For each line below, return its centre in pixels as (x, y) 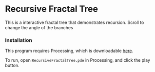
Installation (19, 40)
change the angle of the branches (39, 27)
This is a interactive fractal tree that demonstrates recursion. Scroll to (75, 22)
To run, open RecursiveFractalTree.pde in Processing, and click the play (77, 60)
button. (12, 65)
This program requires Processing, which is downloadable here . (69, 51)
